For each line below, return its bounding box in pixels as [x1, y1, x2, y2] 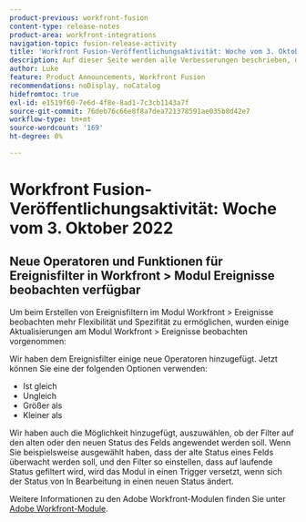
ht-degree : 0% [9, 132, 64, 141]
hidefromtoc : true [9, 89, 79, 98]
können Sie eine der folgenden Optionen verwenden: [9, 363, 208, 374]
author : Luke [9, 65, 59, 74]
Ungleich [22, 390, 57, 401]
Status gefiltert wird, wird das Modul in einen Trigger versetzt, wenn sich [9, 466, 282, 476]
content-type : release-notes [9, 22, 120, 31]
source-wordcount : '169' [9, 124, 104, 133]
